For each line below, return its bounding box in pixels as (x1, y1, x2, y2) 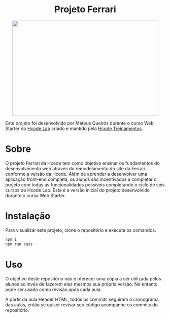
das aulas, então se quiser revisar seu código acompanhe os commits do (5, 301, 158, 308)
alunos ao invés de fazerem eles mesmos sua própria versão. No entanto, (5, 281, 159, 287)
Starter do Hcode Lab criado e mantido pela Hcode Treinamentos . (5, 125, 143, 132)
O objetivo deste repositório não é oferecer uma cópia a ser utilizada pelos (5, 275, 161, 281)
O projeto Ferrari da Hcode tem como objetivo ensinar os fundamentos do (5, 160, 160, 166)
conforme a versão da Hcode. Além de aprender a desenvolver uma (5, 171, 147, 177)
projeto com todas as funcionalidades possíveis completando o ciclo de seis (5, 181, 165, 187)
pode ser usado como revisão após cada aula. (5, 286, 102, 293)
